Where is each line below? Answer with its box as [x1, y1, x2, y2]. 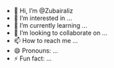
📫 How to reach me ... [13, 37, 78, 44]
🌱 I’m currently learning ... [13, 22, 88, 29]
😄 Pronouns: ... [13, 46, 59, 55]
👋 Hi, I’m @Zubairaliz [13, 7, 74, 15]
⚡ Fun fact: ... [13, 54, 52, 62]
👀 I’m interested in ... [13, 14, 73, 22]
